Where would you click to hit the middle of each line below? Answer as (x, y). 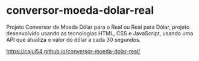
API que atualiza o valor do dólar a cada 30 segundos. (74, 39)
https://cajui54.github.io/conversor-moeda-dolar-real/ (73, 51)
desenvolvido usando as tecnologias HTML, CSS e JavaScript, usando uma (100, 33)
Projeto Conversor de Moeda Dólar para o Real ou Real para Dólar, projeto (98, 27)
